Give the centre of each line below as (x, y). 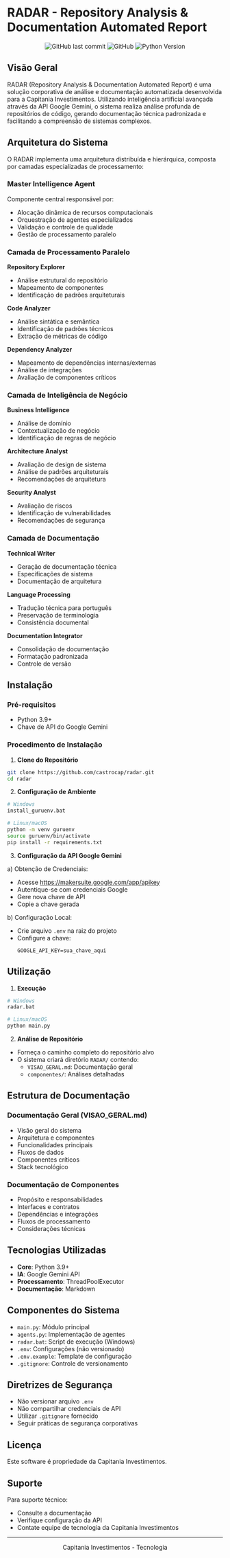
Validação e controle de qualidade (65, 227)
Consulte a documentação (54, 1513)
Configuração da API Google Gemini (69, 855)
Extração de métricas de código (62, 336)
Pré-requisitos (31, 705)
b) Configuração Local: (39, 917)
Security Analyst (31, 493)
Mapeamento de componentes (60, 288)
